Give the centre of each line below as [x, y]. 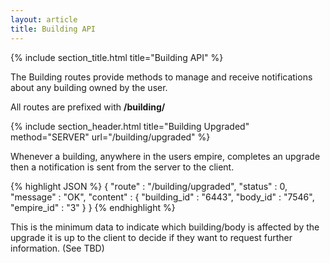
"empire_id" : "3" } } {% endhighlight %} [93, 207]
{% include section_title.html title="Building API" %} [117, 57]
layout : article [44, 19]
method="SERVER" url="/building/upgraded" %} [110, 137]
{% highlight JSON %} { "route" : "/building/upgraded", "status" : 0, [149, 186]
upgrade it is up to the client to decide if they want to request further [151, 237]
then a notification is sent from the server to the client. [122, 167]
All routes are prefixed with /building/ [88, 107]
